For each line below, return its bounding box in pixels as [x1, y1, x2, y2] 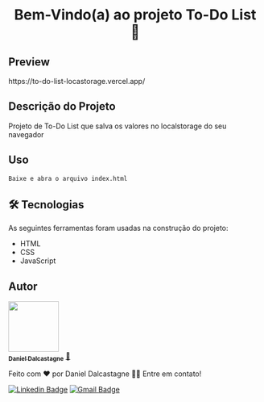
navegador [8, 129, 44, 139]
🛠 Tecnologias [8, 198, 85, 211]
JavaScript [19, 256, 56, 266]
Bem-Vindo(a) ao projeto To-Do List [14, 6, 257, 24]
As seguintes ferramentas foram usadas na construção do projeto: [8, 224, 229, 233]
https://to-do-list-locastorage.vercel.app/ [8, 77, 146, 86]
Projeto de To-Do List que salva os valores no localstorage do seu [8, 121, 227, 131]
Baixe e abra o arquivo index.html [8, 174, 128, 182]
